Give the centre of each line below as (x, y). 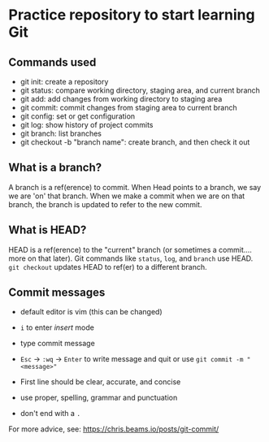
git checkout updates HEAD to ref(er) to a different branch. (108, 266)
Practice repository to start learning (132, 15)
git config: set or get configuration (78, 116)
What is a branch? (55, 168)
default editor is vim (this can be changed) (91, 312)
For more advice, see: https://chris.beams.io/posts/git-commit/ (114, 429)
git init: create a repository (64, 82)
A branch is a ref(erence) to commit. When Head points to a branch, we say (135, 187)
